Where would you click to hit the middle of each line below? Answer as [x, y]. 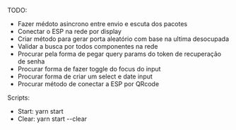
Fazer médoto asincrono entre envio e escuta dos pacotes [102, 24]
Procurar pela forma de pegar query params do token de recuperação [119, 54]
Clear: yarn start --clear [52, 119]
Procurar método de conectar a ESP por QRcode [88, 84]
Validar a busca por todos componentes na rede [88, 46]
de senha [31, 61]
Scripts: [19, 97]
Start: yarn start [40, 111]
